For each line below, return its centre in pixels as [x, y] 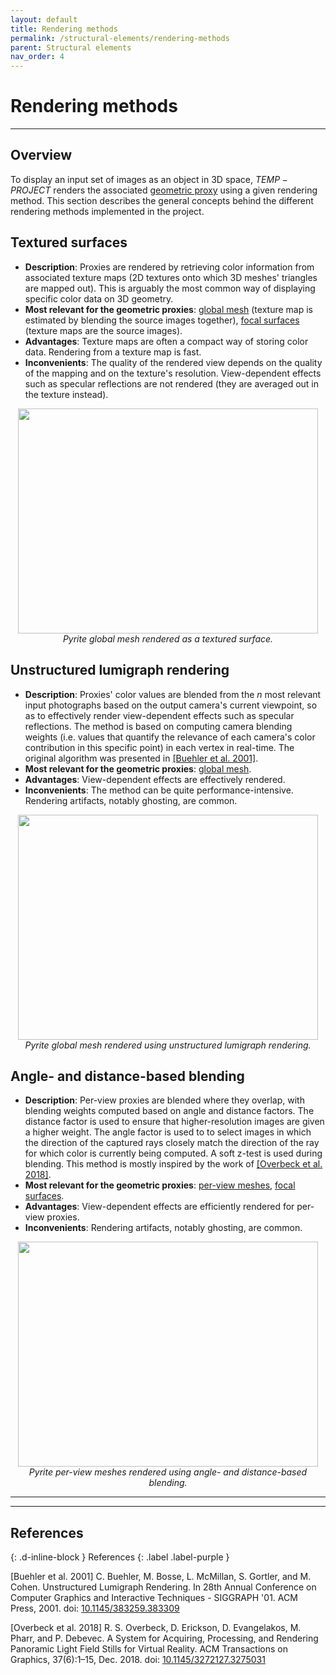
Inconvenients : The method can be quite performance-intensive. [159, 790]
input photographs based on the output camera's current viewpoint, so [171, 705]
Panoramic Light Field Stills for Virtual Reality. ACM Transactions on [149, 1649]
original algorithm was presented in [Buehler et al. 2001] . [141, 758]
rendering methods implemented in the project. [107, 211]
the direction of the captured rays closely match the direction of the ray [172, 1143]
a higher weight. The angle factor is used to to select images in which [168, 1132]
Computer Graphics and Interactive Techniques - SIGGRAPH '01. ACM [154, 1598]
